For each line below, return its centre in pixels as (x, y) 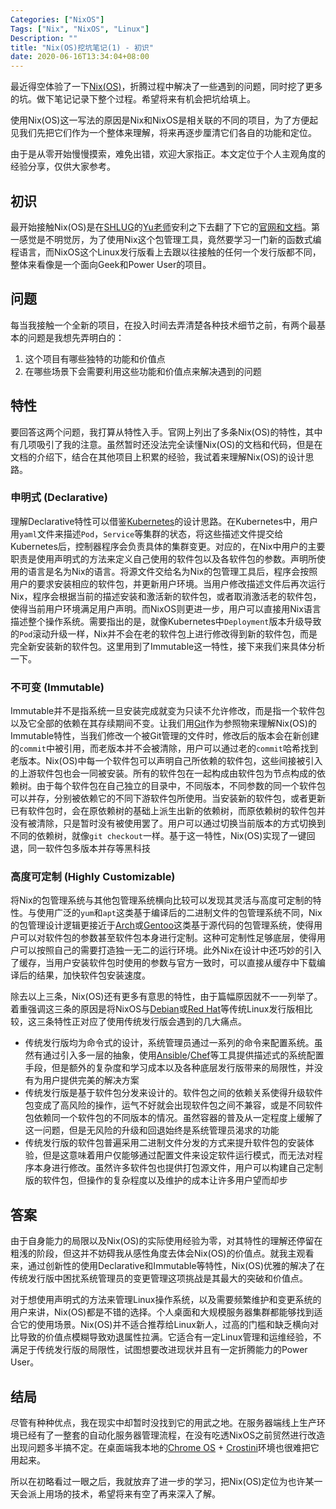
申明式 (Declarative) (59, 498)
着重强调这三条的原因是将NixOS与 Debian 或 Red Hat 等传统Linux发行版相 (157, 1009)
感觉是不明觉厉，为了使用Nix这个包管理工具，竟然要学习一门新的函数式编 (170, 239)
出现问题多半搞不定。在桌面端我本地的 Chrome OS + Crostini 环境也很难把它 (165, 1448)
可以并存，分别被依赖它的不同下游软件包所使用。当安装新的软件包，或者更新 (168, 798)
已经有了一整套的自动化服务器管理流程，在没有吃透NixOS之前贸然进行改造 (172, 1435)
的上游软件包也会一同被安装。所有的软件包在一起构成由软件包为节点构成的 (163, 773)
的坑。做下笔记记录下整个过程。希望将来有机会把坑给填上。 (133, 99)
